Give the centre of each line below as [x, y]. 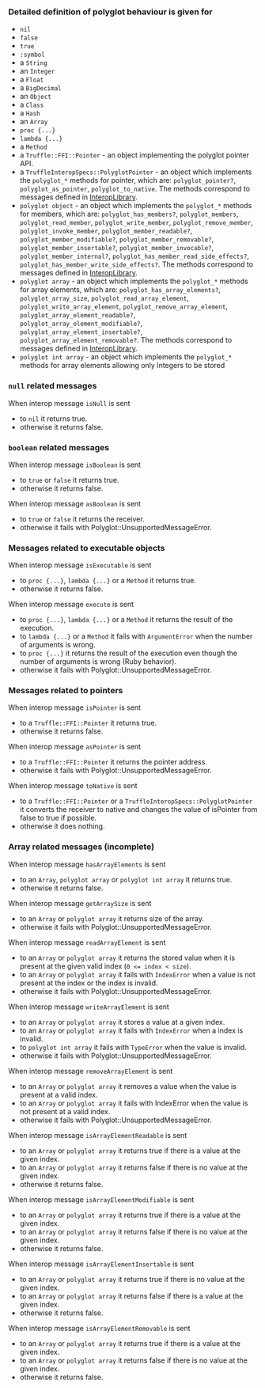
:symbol [32, 55]
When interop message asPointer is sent [74, 747]
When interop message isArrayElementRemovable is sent [100, 1328]
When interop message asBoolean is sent [74, 503]
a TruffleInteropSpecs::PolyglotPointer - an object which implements [136, 172]
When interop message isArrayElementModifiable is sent [101, 1199]
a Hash [30, 113]
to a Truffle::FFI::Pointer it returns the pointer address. [114, 762]
